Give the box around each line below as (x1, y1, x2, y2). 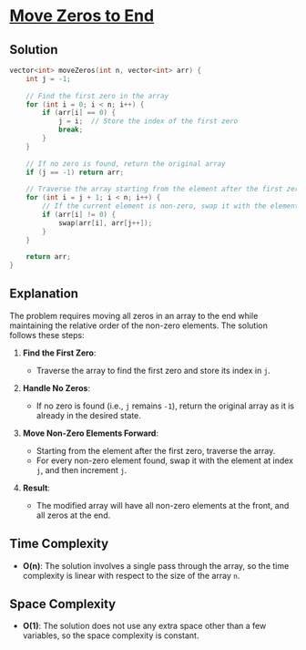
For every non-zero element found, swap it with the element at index (36, 455, 294, 466)
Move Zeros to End (9, 5, 155, 26)
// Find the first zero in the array (25, 91, 169, 100)
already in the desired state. (36, 409, 141, 420)
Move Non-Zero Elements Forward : (22, 428, 159, 438)
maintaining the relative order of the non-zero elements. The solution (9, 320, 269, 331)
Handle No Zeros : (22, 382, 91, 393)
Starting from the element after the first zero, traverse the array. (36, 445, 276, 456)
